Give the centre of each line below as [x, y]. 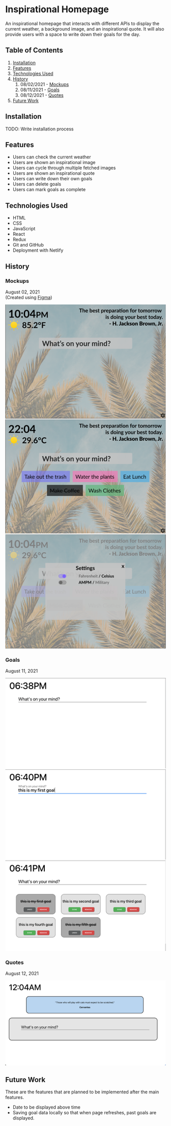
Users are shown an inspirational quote [54, 173]
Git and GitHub [28, 245]
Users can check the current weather [52, 157]
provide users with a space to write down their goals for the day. [73, 34]
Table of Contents [34, 50]
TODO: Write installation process [39, 129]
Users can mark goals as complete [49, 190]
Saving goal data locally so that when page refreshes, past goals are [84, 1112]
